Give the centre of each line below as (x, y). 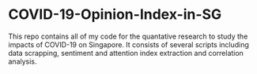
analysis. (23, 61)
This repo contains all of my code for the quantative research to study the (128, 36)
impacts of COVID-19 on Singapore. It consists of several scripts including (128, 44)
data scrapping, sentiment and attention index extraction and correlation (126, 53)
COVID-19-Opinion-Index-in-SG (115, 15)
